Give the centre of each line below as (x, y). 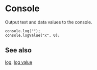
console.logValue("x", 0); (33, 35)
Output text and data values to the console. (48, 22)
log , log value (19, 62)
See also (18, 50)
